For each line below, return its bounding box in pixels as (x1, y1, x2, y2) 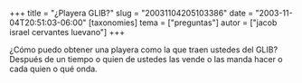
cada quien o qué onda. (9, 63, 98, 74)
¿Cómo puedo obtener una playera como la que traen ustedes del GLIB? (9, 44, 278, 55)
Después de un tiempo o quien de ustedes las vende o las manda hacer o (9, 54, 283, 64)
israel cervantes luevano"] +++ (9, 27, 125, 37)
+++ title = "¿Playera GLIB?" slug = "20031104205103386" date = (9, 8, 254, 18)
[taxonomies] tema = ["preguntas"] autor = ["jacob (88, 17, 278, 28)
